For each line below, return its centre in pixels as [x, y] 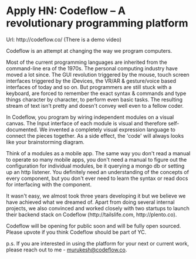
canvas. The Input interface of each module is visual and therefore [87, 123]
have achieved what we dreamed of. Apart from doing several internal [90, 202]
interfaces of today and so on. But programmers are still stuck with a [89, 87]
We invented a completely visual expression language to [108, 129]
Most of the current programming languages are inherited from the [87, 62]
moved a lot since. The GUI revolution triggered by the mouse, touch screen [98, 74]
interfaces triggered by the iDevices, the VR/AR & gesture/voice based [91, 81]
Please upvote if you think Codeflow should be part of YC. [76, 232]
